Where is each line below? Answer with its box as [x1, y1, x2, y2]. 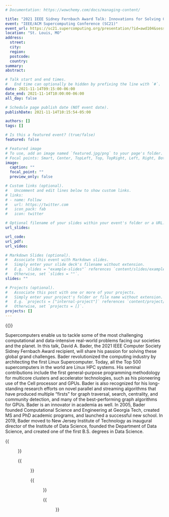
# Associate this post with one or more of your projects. [5, 290, 136, 295]
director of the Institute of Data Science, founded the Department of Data [5, 423, 157, 429]
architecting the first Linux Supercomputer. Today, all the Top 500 [5, 358, 141, 365]
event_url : [5, 26, 28, 31]
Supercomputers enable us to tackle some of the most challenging [5, 332, 143, 338]
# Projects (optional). [5, 285, 55, 290]
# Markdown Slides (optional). [5, 253, 71, 258]
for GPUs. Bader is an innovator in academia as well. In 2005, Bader [5, 401, 146, 408]
